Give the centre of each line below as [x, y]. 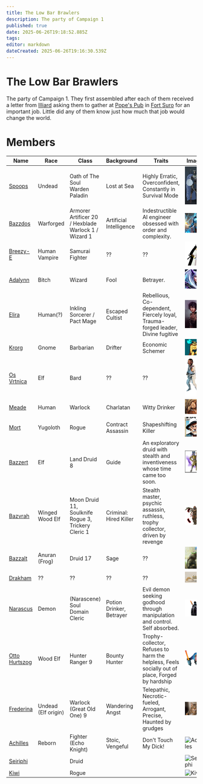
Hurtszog [20, 662]
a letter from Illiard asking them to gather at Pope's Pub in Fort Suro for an [98, 105]
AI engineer [157, 217]
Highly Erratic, [160, 176]
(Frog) [46, 562]
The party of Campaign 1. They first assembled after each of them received [100, 98]
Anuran [47, 555]
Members [31, 142]
